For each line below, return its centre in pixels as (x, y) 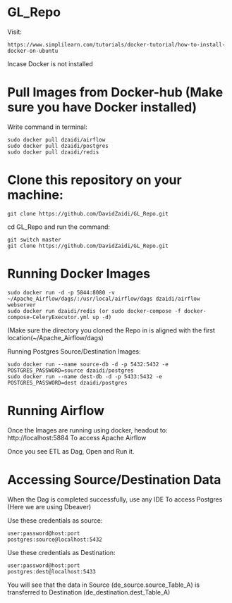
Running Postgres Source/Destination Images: (74, 351)
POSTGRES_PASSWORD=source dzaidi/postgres (71, 371)
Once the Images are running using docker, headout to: (87, 430)
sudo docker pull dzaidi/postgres (58, 146)
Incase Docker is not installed (50, 63)
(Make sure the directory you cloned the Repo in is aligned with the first (111, 330)
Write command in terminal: (48, 127)
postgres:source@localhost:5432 (55, 540)
